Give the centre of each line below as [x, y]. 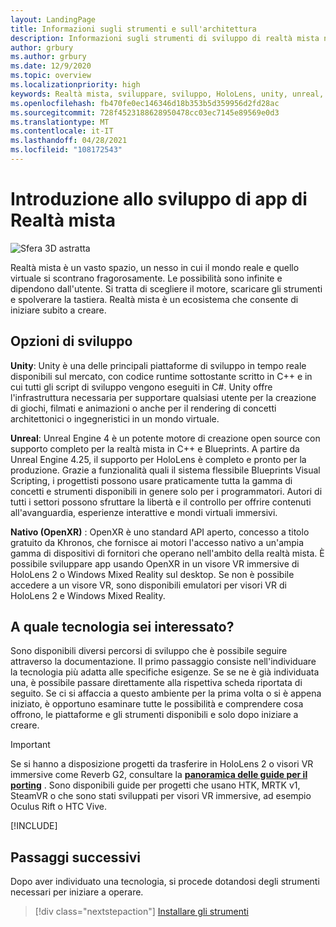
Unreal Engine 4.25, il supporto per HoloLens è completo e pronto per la [158, 459]
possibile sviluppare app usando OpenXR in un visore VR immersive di [155, 563]
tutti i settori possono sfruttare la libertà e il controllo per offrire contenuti [161, 502]
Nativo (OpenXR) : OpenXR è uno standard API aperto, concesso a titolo [160, 532]
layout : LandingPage [53, 19]
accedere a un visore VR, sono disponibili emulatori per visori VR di [148, 585]
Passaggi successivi [76, 857]
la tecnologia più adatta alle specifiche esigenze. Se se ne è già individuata [165, 672]
